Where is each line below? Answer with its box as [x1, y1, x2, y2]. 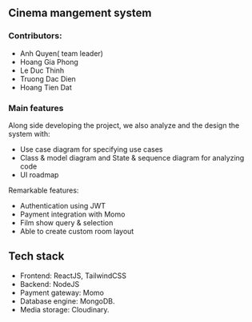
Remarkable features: [8, 185, 79, 195]
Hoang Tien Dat [19, 82, 72, 92]
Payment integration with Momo [19, 209, 126, 219]
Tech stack [8, 249, 65, 263]
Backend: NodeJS [19, 279, 80, 288]
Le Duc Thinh [19, 66, 65, 75]
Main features [8, 102, 64, 113]
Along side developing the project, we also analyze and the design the [8, 120, 240, 130]
